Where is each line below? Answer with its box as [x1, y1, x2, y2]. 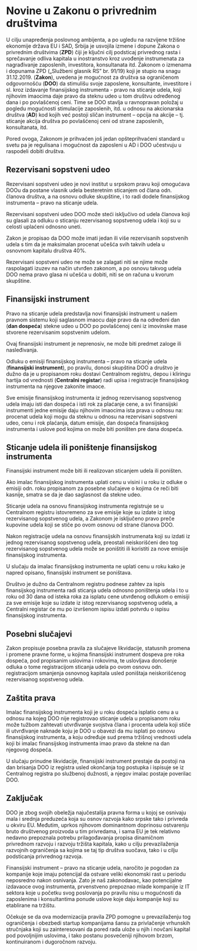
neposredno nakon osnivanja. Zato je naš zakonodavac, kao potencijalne [6, 876, 182, 884]
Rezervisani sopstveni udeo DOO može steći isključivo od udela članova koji [6, 210, 190, 217]
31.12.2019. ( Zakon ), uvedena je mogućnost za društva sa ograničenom [6, 74, 179, 81]
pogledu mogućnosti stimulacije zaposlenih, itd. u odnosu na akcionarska [6, 105, 184, 112]
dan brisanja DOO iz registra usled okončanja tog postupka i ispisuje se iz [6, 764, 184, 771]
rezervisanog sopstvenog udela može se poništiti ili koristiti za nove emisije [6, 545, 188, 552]
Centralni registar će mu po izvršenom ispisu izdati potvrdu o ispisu [6, 605, 169, 613]
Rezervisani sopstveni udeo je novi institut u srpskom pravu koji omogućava [6, 180, 190, 187]
